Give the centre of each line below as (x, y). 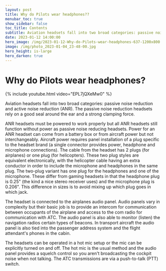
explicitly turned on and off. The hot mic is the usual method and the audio (81, 248)
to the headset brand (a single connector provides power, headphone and (80, 145)
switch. (12, 264)
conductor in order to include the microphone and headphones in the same (82, 166)
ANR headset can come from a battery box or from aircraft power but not (80, 134)
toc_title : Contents (26, 28)
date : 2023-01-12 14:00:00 (33, 38)
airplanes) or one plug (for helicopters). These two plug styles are (72, 155)
